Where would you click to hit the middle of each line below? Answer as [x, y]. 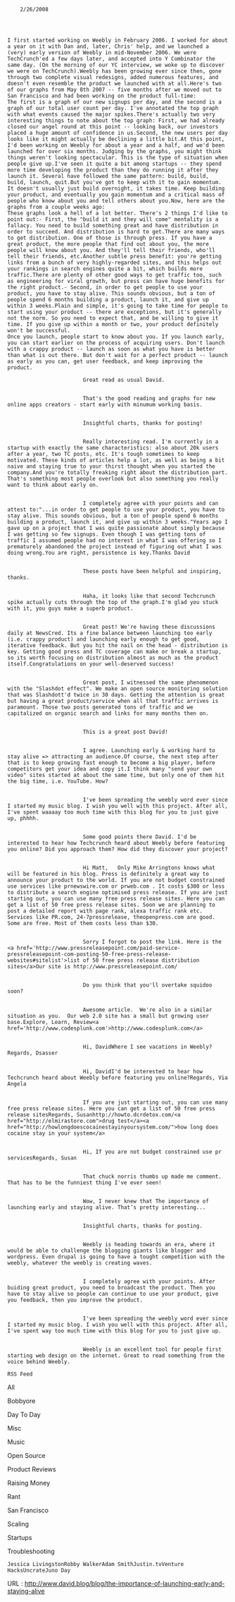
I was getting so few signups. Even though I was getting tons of [107, 534]
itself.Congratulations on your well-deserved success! [91, 664]
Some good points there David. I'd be [140, 837]
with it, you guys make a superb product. [70, 608]
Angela [17, 1084]
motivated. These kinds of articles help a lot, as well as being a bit [116, 460]
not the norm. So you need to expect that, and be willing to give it [113, 318]
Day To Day [24, 1415]
